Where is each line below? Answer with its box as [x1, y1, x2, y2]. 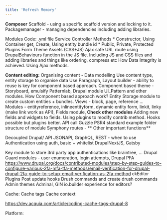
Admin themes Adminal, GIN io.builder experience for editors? [5, 181, 133, 187]
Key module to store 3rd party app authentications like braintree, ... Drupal [5, 149, 158, 155]
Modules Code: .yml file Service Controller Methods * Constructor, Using [5, 36, 155, 42]
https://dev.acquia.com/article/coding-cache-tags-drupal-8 [5, 200, 128, 207]
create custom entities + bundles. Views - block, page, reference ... [5, 98, 144, 105]
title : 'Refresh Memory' [5, 7, 57, 12]
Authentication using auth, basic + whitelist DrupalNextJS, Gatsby [5, 140, 141, 146]
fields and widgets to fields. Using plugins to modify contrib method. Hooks [5, 114, 161, 120]
